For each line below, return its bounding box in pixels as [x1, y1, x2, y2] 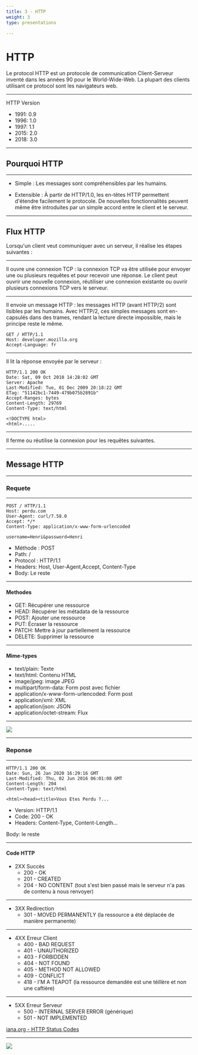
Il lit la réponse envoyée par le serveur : [6, 358, 102, 365]
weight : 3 [6, 14, 31, 20]
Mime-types [6, 652, 37, 659]
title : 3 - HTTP [6, 8, 46, 15]
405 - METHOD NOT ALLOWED [23, 966, 101, 973]
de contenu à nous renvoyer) [23, 888, 94, 895]
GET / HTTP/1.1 [6, 332, 44, 337]
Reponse [6, 746, 32, 754]
